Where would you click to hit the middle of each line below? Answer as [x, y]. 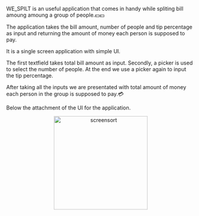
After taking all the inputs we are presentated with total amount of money [97, 87]
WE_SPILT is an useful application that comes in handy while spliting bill [95, 9]
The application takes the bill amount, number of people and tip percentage [99, 27]
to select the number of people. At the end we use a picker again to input [96, 69]
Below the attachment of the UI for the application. [69, 108]
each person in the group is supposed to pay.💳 [65, 94]
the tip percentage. [30, 75]
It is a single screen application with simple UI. [64, 51]
